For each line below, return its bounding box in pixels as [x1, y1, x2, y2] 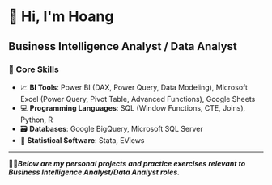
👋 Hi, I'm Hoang [8, 7, 114, 26]
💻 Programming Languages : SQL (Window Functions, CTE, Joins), [19, 103, 246, 112]
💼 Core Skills [8, 64, 59, 75]
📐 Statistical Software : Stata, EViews [19, 135, 145, 145]
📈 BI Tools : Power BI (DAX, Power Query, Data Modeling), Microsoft [19, 82, 249, 92]
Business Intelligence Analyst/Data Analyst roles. [8, 167, 181, 177]
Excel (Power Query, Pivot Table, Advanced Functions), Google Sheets [19, 94, 256, 103]
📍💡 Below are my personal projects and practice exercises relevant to [8, 158, 246, 168]
